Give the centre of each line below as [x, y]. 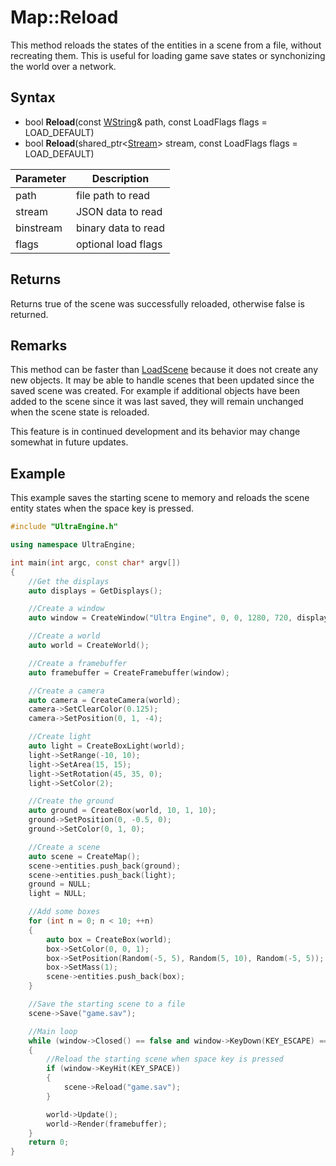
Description [120, 178]
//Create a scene [64, 847]
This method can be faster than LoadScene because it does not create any [164, 370]
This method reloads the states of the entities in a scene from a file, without [166, 45]
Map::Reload [64, 17]
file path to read [113, 195]
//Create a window [66, 609]
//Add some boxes [64, 912]
